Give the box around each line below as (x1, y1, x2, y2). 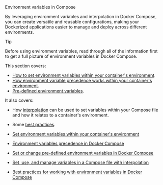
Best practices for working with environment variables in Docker (12, 169, 142, 175)
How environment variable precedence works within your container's (12, 78, 152, 83)
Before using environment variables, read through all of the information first (5, 48, 158, 54)
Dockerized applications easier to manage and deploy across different (5, 24, 147, 30)
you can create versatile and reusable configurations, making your (5, 19, 139, 24)
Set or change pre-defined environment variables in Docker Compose (12, 150, 154, 156)
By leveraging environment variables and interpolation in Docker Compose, (5, 14, 157, 19)
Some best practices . (12, 122, 55, 127)
